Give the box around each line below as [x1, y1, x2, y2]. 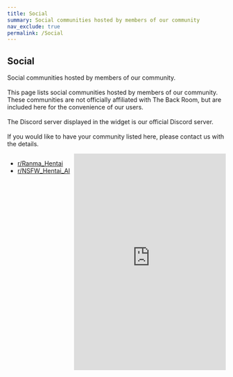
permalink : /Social [7, 29, 64, 37]
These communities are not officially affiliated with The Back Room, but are [7, 96, 222, 104]
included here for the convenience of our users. [7, 103, 144, 112]
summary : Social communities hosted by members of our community [7, 17, 200, 24]
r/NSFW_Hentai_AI [17, 167, 71, 175]
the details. [7, 140, 40, 148]
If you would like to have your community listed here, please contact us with [7, 132, 225, 141]
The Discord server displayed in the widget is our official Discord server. [7, 118, 214, 126]
